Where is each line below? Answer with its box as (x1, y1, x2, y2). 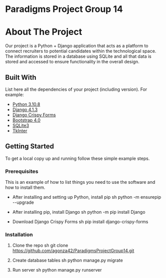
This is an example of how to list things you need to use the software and (5, 179, 156, 185)
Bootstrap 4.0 (12, 117, 41, 123)
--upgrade (12, 199, 34, 205)
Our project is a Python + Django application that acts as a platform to (5, 43, 149, 49)
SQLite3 (12, 122, 29, 128)
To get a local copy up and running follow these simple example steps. (5, 155, 150, 161)
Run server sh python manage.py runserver (12, 267, 102, 273)
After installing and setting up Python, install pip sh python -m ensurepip (12, 194, 162, 200)
